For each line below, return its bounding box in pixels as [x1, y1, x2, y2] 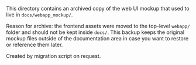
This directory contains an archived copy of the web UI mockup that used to [6, 5, 190, 12]
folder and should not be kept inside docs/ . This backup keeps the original [6, 29, 185, 36]
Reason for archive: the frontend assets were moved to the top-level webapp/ [6, 23, 190, 29]
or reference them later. [6, 41, 63, 48]
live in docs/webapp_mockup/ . [6, 11, 73, 18]
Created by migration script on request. [6, 53, 101, 59]
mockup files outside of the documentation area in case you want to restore [6, 35, 189, 42]
